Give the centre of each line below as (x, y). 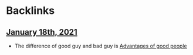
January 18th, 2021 (42, 32)
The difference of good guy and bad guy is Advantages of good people (101, 46)
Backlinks (31, 11)
